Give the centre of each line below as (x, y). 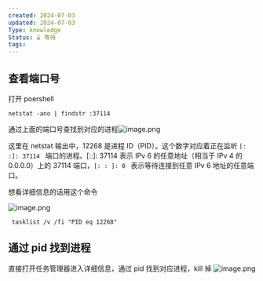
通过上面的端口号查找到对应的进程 (63, 129)
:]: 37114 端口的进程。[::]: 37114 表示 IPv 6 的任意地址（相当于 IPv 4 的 (126, 155)
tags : (17, 45)
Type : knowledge (35, 30)
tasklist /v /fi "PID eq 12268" (64, 222)
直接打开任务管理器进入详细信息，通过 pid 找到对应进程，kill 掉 (110, 268)
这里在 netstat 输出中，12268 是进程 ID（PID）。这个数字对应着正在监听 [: (128, 145)
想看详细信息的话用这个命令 (53, 192)
